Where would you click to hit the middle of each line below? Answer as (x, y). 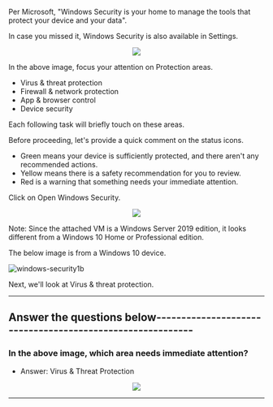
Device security (46, 108)
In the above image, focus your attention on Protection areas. (111, 67)
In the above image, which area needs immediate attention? (128, 353)
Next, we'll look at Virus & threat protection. (81, 284)
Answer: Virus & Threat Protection (77, 371)
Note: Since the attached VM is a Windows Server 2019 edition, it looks (128, 228)
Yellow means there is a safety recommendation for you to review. (130, 173)
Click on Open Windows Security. (65, 197)
